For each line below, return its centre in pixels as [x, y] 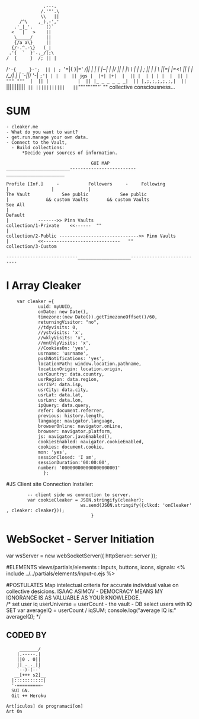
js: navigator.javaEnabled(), [75, 436]
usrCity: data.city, [63, 390]
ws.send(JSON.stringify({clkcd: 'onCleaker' [136, 505]
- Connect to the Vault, [37, 142]
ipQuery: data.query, [65, 405]
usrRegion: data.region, [68, 379]
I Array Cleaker [44, 286]
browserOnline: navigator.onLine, [80, 426]
